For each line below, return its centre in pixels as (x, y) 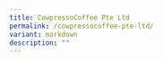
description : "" (39, 43)
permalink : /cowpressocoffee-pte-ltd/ (81, 26)
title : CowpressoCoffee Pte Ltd (69, 17)
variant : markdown (43, 34)
